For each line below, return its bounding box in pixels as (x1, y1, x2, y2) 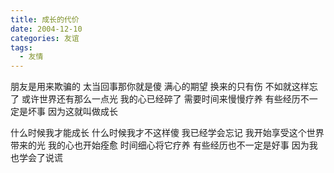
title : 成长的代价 (10, 14, 80, 25)
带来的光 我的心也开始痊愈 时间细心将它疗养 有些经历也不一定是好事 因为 (10, 139, 310, 151)
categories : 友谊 (10, 33, 80, 43)
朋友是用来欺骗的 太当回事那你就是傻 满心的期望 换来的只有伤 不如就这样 (10, 81, 310, 93)
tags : (10, 42, 33, 53)
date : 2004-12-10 (10, 24, 83, 34)
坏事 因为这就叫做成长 (27, 106, 118, 118)
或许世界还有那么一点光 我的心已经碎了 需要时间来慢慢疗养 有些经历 (21, 93, 301, 105)
